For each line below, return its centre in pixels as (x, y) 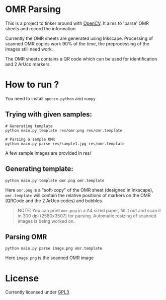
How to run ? (32, 85)
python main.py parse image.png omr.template (54, 249)
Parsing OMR (26, 237)
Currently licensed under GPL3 (37, 292)
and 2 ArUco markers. (28, 64)
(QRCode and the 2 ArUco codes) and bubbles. (54, 201)
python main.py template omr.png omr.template (55, 181)
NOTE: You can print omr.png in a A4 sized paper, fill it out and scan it (89, 210)
